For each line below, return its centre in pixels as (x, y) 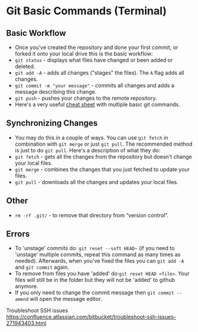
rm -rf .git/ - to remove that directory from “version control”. (92, 215)
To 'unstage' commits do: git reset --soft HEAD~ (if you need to (95, 248)
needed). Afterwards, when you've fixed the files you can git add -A (99, 261)
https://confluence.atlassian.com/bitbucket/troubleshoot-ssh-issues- (91, 317)
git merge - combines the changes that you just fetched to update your (102, 169)
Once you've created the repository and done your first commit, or (97, 47)
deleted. (25, 66)
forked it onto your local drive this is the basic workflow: (84, 54)
